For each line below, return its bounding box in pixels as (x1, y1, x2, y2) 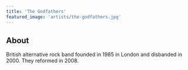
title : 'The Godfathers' (6, 8, 67, 15)
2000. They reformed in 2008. (6, 57, 79, 64)
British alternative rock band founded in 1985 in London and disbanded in (6, 51, 183, 58)
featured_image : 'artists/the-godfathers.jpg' (6, 14, 121, 20)
